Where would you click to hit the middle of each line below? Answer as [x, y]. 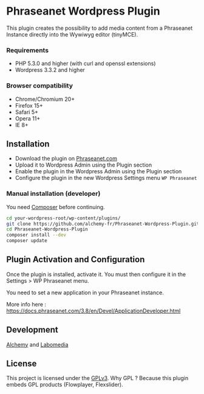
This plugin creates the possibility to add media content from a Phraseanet [100, 28]
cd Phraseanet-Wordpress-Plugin [47, 229]
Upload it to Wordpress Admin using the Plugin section [83, 165]
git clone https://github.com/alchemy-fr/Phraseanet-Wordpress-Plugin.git [103, 224]
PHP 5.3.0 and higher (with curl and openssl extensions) [85, 64]
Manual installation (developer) [53, 194]
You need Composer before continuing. [56, 207]
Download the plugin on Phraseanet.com [66, 159]
